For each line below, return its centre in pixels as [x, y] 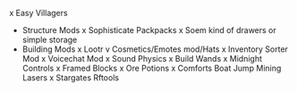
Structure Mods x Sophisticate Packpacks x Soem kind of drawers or [149, 30]
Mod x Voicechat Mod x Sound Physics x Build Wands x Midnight [142, 59]
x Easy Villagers [39, 13]
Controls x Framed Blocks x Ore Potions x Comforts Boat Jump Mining [152, 68]
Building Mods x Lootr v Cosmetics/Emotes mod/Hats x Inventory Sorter [155, 49]
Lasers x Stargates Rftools [70, 78]
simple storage [50, 40]
